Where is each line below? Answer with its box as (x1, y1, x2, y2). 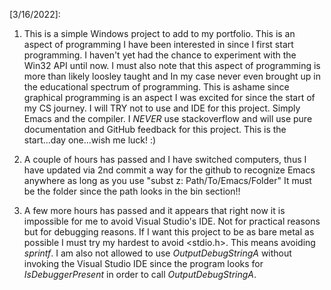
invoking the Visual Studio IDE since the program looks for (23, 258, 264, 269)
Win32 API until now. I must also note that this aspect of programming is (23, 60, 321, 71)
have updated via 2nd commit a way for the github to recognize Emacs (23, 164, 316, 176)
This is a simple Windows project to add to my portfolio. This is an (23, 28, 296, 39)
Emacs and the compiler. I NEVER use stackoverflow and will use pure (23, 113, 313, 124)
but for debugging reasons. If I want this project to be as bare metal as (23, 226, 315, 238)
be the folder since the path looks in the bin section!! (23, 185, 241, 197)
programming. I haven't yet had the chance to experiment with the (23, 49, 297, 61)
